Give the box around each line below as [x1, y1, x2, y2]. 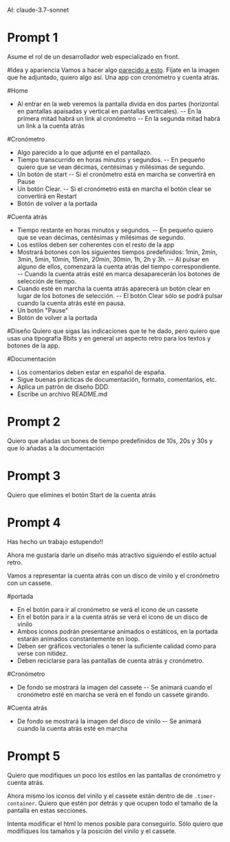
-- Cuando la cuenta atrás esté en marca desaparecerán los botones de [16, 269, 220, 277]
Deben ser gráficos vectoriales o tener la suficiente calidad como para [16, 641, 216, 650]
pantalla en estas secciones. [7, 806, 88, 815]
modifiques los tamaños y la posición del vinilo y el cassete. [7, 827, 176, 835]
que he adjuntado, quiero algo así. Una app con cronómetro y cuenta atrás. [7, 73, 220, 81]
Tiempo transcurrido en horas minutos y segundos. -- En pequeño [16, 155, 205, 163]
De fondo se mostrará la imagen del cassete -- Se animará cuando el [16, 683, 213, 691]
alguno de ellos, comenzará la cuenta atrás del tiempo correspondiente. [16, 262, 221, 271]
